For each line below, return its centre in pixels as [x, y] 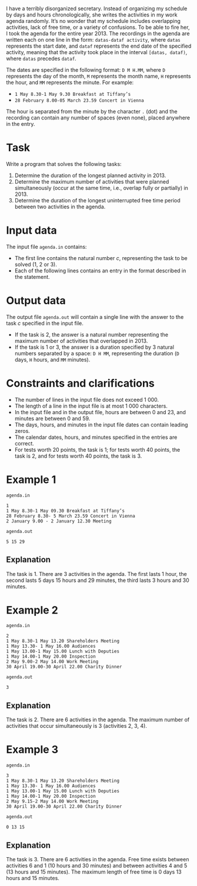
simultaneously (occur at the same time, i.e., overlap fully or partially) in [101, 188]
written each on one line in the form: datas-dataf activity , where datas [93, 40]
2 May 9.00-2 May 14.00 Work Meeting [52, 662]
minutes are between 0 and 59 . [52, 418]
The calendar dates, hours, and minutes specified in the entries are [96, 437]
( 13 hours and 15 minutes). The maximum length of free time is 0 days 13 [94, 872]
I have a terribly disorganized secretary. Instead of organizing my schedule [97, 9]
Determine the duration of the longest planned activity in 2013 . [90, 175]
